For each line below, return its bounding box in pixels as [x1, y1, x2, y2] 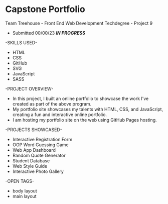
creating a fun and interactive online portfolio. [12, 112, 107, 118]
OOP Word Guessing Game [12, 142, 69, 148]
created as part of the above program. [12, 100, 92, 107]
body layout [12, 187, 38, 194]
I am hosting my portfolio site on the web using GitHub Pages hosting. [12, 117, 157, 123]
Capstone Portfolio [5, 4, 85, 15]
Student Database [12, 157, 50, 164]
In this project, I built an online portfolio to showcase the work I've [12, 95, 149, 101]
